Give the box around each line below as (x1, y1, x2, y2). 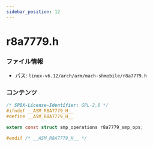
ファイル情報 (6, 57, 44, 65)
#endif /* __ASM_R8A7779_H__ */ (6, 135, 87, 141)
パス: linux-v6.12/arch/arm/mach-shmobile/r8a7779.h (14, 72, 147, 79)
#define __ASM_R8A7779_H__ (6, 113, 74, 120)
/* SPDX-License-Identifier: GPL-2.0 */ (6, 103, 109, 109)
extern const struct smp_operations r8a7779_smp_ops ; (6, 124, 144, 131)
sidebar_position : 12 (6, 8, 61, 15)
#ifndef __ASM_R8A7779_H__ (6, 108, 74, 114)
